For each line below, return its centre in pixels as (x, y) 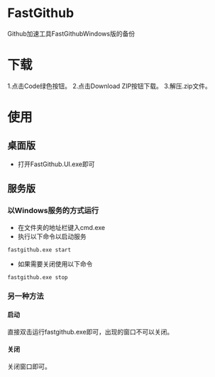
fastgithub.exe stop (38, 277)
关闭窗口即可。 (29, 366)
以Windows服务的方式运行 (53, 211)
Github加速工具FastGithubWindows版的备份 (71, 33)
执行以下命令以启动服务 (52, 236)
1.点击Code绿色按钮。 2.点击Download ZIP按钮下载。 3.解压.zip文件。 (109, 86)
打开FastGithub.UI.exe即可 (56, 164)
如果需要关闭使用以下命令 (55, 263)
